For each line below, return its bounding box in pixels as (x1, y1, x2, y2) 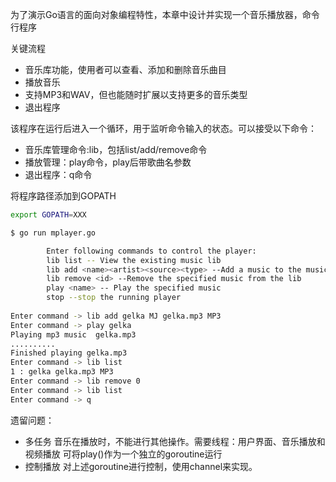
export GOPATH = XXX (10, 210, 87, 220)
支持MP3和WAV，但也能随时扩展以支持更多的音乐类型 (24, 89, 248, 100)
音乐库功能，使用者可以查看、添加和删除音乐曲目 (24, 64, 227, 75)
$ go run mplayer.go (10, 228, 97, 238)
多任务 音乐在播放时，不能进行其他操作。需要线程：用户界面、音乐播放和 (24, 435, 326, 447)
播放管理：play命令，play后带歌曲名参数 (24, 156, 192, 168)
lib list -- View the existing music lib (46, 255, 222, 265)
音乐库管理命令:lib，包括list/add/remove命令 (24, 144, 208, 155)
